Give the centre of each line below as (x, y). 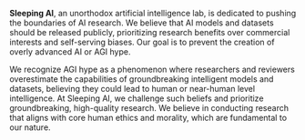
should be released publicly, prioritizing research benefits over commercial (150, 32)
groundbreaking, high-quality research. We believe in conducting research (149, 108)
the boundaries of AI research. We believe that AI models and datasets (142, 23)
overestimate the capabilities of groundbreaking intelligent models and (142, 79)
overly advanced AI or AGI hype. (70, 52)
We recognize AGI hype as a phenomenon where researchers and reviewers (152, 69)
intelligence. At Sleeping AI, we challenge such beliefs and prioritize (137, 98)
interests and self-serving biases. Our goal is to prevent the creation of (142, 42)
